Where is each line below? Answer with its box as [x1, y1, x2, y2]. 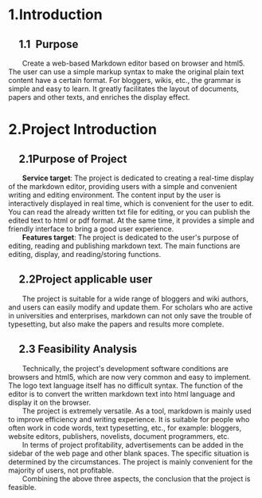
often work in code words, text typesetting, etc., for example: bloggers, [8, 423, 242, 433]
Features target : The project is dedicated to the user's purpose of [22, 233, 239, 242]
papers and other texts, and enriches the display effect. [8, 93, 190, 101]
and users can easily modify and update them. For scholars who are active [8, 302, 253, 312]
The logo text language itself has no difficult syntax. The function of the [8, 381, 244, 390]
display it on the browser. [8, 397, 92, 407]
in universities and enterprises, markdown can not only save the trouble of [8, 310, 252, 320]
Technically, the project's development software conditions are [22, 363, 229, 373]
